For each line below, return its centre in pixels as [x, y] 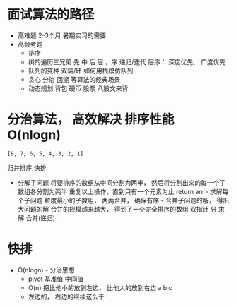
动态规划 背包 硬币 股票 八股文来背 [78, 88]
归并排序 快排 [27, 167]
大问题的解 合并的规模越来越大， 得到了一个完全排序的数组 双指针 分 [117, 209]
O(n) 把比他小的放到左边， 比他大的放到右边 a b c [100, 287]
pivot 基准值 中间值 [56, 279]
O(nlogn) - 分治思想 [46, 270]
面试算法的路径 [51, 14]
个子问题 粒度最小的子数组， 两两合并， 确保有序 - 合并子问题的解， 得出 [123, 200]
